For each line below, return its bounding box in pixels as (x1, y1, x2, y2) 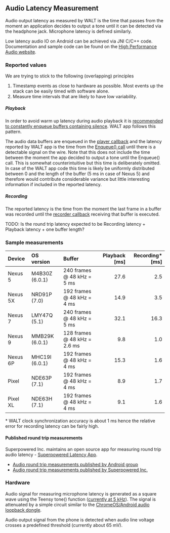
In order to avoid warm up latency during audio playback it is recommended (5, 118, 163, 124)
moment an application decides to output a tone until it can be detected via (5, 23, 162, 29)
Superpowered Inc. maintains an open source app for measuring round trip (5, 446, 161, 452)
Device (8, 255, 25, 262)
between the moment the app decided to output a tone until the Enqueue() (5, 154, 160, 161)
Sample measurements (5, 239, 64, 246)
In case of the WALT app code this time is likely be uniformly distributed (5, 166, 155, 172)
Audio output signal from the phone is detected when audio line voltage (5, 516, 154, 523)
